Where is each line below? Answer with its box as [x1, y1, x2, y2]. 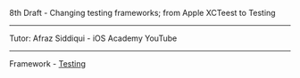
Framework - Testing [9, 58, 87, 69]
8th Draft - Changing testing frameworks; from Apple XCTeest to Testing [9, 8, 276, 18]
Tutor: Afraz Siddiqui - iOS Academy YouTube [9, 33, 178, 43]
